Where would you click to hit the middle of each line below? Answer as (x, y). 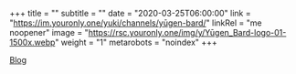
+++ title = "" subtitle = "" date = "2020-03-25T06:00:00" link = (130, 13)
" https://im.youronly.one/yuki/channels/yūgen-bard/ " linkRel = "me (136, 23)
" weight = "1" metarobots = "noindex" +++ (136, 42)
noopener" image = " (49, 32)
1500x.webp (32, 42)
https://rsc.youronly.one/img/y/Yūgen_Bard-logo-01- (187, 32)
